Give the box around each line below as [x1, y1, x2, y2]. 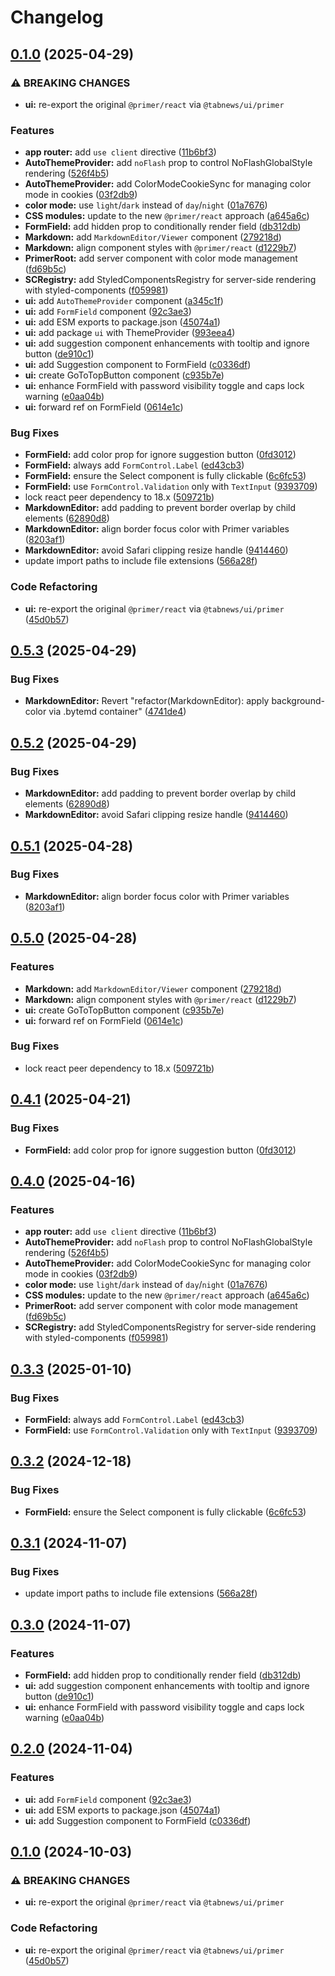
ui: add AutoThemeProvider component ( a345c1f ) [24, 295, 224, 307]
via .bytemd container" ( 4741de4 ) [48, 706, 187, 718]
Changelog [10, 6, 104, 29]
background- [271, 695, 325, 707]
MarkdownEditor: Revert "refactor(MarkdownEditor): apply [24, 695, 270, 707]
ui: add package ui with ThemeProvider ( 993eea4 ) [24, 327, 236, 339]
